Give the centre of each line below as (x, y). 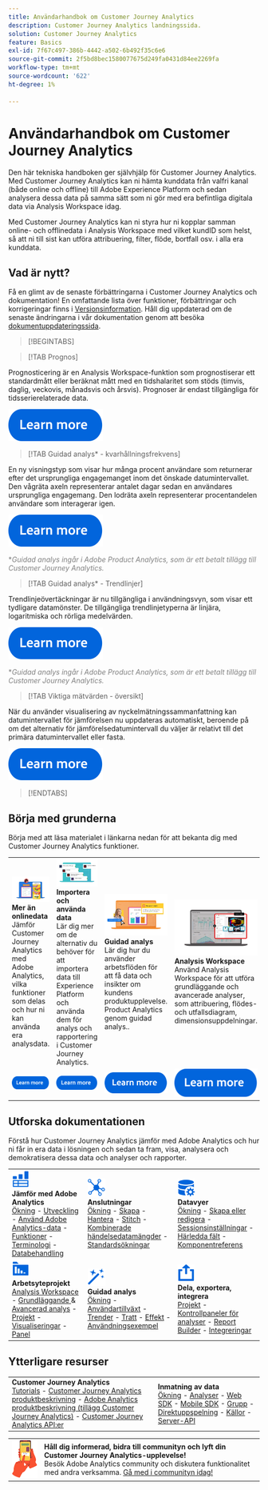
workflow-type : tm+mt (44, 68)
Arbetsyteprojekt (41, 1284)
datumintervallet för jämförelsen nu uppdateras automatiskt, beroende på (128, 720)
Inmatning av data (188, 1386)
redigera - (195, 1220)
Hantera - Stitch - (117, 1220)
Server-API (177, 1420)
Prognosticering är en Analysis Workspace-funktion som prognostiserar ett (132, 373)
